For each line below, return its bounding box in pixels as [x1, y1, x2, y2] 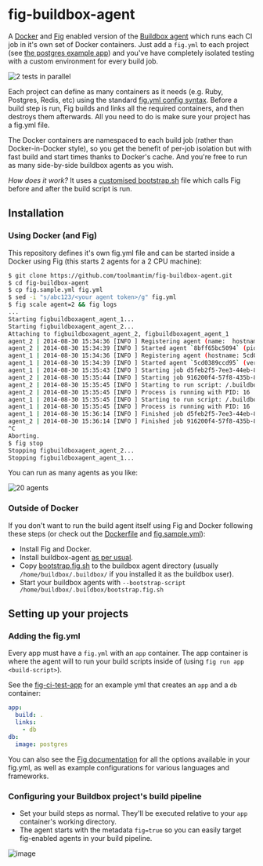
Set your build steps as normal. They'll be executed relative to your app [19, 808, 248, 817]
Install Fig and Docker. [19, 544, 92, 554]
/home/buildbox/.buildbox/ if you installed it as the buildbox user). [19, 569, 235, 578]
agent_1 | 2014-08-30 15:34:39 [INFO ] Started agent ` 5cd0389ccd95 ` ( [8, 359, 247, 367]
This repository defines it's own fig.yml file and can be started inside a [8, 248, 236, 257]
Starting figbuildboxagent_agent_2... [8, 322, 135, 330]
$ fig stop [8, 439, 44, 447]
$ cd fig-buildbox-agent [8, 278, 89, 287]
